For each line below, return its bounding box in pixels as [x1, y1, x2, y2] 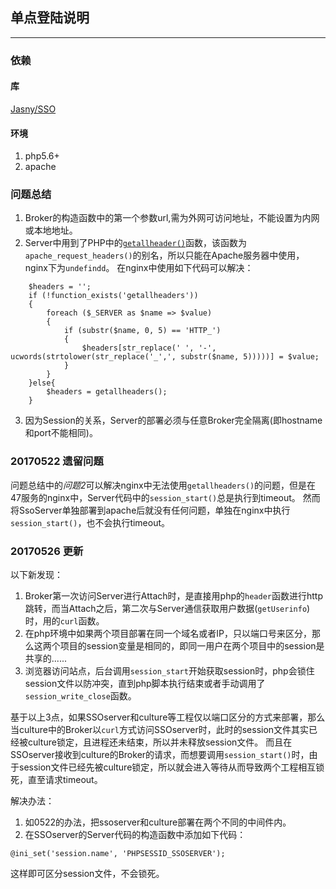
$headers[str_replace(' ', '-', [81, 343, 217, 353]
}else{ [28, 378, 56, 388]
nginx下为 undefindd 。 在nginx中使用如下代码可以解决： [24, 262, 254, 274]
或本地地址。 [24, 224, 78, 237]
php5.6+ [24, 150, 60, 162]
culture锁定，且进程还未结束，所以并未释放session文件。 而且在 [27, 736, 293, 748]
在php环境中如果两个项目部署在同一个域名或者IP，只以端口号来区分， [24, 628, 312, 640]
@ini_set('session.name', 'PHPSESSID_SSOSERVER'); [10, 849, 226, 859]
